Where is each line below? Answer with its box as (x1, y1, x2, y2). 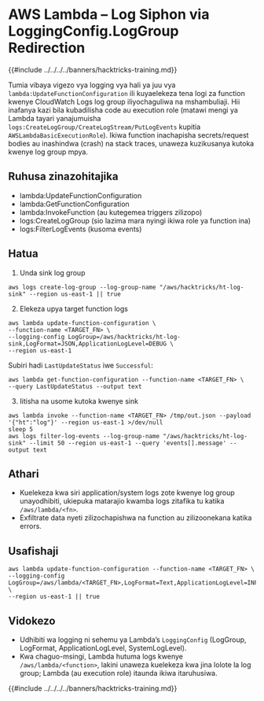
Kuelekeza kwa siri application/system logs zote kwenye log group (19, 488, 236, 497)
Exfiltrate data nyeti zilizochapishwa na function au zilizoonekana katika (19, 513, 252, 522)
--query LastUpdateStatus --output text (8, 382, 143, 390)
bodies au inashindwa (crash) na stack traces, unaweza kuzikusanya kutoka (8, 138, 255, 148)
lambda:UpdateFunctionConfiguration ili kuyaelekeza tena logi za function (8, 88, 245, 98)
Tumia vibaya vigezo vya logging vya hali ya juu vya (8, 80, 176, 90)
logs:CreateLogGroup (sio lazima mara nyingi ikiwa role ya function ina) (19, 216, 251, 225)
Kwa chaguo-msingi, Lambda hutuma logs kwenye (19, 651, 183, 661)
